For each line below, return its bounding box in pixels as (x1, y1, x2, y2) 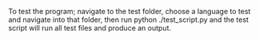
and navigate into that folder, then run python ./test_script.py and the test (8, 15, 249, 24)
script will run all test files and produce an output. (8, 24, 172, 32)
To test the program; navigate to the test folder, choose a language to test (8, 7, 251, 16)
